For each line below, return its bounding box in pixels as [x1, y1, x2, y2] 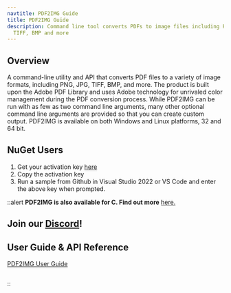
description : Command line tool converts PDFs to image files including [7, 23, 220, 30]
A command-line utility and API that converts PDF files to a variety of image [7, 73, 221, 81]
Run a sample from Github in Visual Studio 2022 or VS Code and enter [16, 177, 217, 185]
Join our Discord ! [7, 218, 82, 230]
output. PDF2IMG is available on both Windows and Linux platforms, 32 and [7, 117, 221, 125]
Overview [7, 54, 50, 66]
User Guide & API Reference [7, 241, 129, 253]
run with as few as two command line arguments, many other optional [7, 103, 205, 111]
